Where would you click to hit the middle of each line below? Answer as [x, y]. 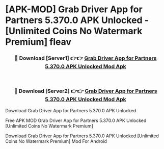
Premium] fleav [38, 42]
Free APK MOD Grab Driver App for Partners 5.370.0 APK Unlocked [76, 120]
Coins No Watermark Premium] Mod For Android [56, 141]
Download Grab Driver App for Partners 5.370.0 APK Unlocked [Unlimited [82, 136]
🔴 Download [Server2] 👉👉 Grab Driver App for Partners [86, 91]
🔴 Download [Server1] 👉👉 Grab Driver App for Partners [86, 58]
